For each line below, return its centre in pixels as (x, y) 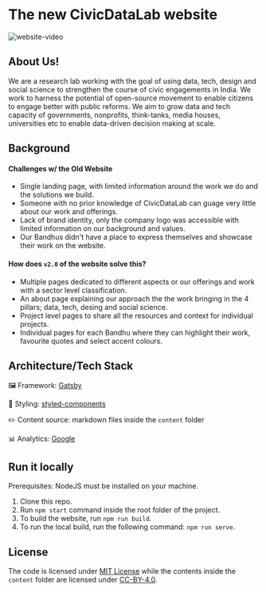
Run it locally (41, 467)
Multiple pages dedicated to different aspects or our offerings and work (137, 281)
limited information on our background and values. (102, 229)
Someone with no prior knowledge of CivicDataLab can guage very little (138, 203)
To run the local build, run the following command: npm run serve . (127, 527)
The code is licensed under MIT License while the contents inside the (122, 570)
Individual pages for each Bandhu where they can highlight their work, (135, 332)
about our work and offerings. (68, 212)
